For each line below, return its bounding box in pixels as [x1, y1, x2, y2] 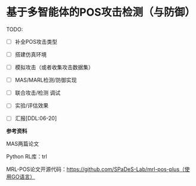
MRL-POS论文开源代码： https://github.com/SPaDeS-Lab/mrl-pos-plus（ [6, 166, 185, 173]
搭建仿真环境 [14, 51, 47, 58]
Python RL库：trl [6, 153, 47, 160]
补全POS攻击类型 [14, 38, 58, 45]
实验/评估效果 [14, 102, 49, 109]
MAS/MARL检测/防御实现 [14, 76, 77, 84]
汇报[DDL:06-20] [14, 115, 57, 122]
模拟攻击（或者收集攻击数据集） [14, 64, 94, 71]
